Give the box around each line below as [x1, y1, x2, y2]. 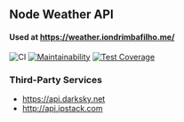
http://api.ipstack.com [21, 103, 104, 113]
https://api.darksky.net [21, 93, 106, 104]
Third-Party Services [9, 73, 102, 86]
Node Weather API [9, 7, 114, 22]
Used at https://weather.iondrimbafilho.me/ [9, 31, 175, 42]
